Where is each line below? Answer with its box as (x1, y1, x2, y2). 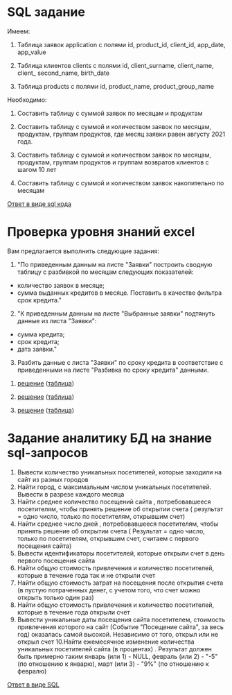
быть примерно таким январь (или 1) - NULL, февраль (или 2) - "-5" (17, 652, 218, 660)
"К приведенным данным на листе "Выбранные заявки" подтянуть (17, 309, 215, 318)
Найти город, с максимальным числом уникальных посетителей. (17, 483, 212, 491)
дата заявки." (17, 345, 57, 353)
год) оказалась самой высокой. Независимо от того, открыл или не (17, 630, 219, 638)
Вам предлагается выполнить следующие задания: (7, 247, 160, 255)
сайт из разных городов (17, 475, 89, 483)
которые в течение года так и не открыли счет (17, 571, 156, 579)
